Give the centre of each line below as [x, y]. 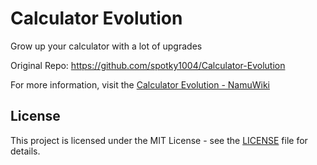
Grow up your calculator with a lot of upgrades [106, 46]
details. [25, 151]
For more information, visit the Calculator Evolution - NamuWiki [140, 84]
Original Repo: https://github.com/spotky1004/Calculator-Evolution [148, 65]
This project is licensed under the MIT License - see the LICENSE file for [159, 140]
